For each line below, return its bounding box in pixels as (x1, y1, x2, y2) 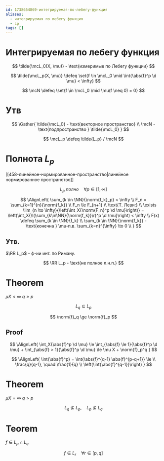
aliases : (5, 12, 24, 17)
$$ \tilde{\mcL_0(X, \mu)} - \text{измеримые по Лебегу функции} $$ (12, 63, 155, 69)
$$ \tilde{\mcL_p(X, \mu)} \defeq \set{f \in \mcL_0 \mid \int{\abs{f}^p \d (10, 73, 157, 79)
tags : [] (5, 26, 24, 31)
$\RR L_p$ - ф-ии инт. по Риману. (5, 250, 76, 257)
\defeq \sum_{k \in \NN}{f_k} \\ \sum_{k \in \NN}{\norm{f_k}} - (20, 218, 147, 224)
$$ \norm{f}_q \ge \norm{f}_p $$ (49, 314, 118, 320)
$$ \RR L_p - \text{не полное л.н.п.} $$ (43, 260, 124, 266)
